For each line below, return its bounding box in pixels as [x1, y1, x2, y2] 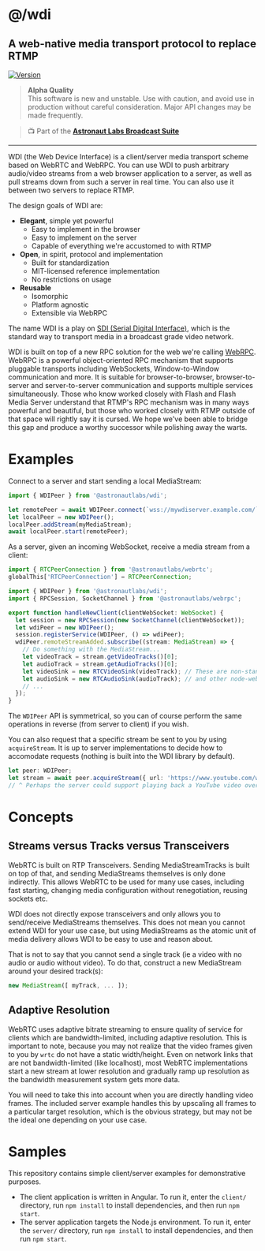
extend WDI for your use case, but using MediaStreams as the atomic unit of [8, 925, 256, 935]
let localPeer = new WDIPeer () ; [8, 513, 114, 521]
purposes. [8, 1177, 42, 1186]
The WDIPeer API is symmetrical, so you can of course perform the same [8, 711, 242, 721]
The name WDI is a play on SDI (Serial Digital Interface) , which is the [8, 323, 230, 333]
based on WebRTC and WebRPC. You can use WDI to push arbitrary [8, 160, 230, 170]
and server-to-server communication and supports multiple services [31, 381, 254, 390]
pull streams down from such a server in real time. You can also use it [8, 177, 234, 186]
